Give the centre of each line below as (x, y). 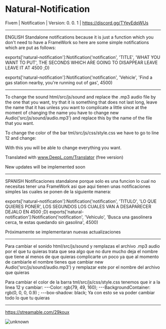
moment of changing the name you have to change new (62, 112)
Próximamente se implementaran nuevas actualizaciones (63, 232)
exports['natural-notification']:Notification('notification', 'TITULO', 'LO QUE (81, 201)
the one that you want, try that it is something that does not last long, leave (81, 102)
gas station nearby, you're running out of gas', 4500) (59, 82)
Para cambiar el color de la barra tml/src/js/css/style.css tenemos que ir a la (83, 282)
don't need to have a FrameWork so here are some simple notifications (77, 42)
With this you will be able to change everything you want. (63, 148)
